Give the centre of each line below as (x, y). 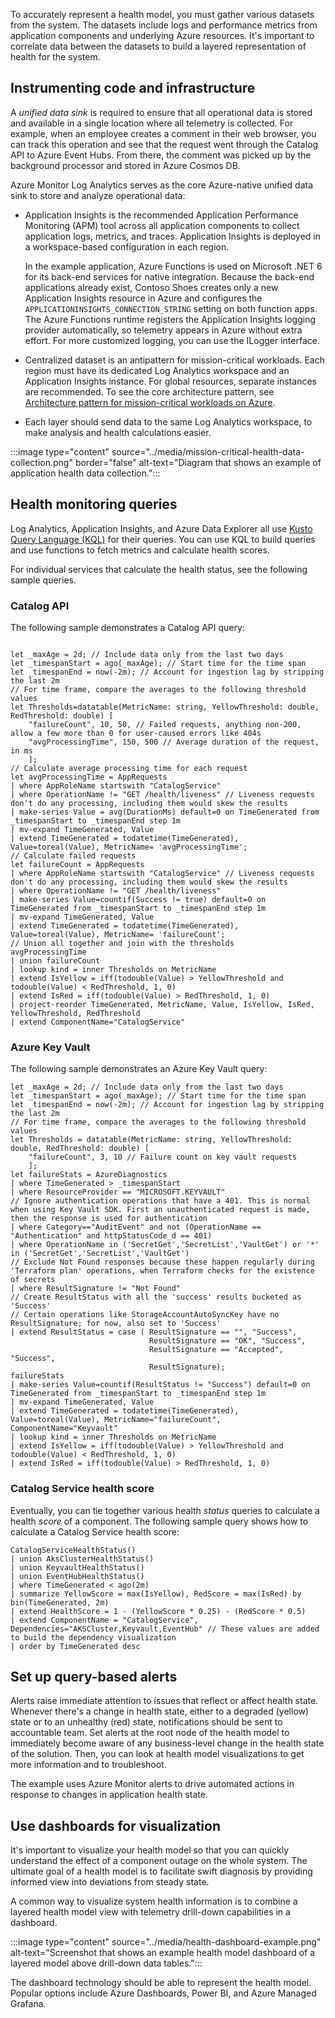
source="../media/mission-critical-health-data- (208, 451)
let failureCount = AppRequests (77, 864)
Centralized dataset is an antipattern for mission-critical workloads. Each (174, 360)
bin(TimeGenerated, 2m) (60, 1602)
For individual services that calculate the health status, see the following (159, 569)
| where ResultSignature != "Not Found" (96, 1289)
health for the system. (55, 57)
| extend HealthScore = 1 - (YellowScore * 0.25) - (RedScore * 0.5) (158, 1611)
